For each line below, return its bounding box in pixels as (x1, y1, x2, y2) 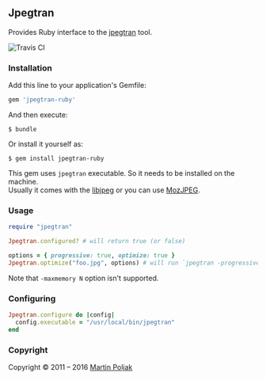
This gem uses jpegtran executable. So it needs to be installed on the (8, 168, 235, 177)
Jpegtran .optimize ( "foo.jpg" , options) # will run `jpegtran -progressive (8, 259, 260, 267)
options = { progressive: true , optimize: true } (8, 252, 176, 260)
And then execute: (8, 110, 68, 120)
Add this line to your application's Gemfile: (8, 81, 146, 90)
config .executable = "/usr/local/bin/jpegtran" (15, 318, 176, 326)
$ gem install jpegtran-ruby (8, 154, 104, 162)
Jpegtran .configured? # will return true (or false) (8, 237, 186, 245)
